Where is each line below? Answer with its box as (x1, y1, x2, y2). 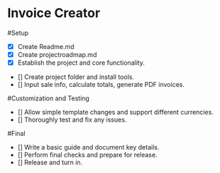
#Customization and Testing (7, 94, 90, 103)
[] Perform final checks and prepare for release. (17, 151, 158, 159)
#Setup (7, 28, 29, 37)
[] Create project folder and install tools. (17, 73, 135, 81)
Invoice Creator (7, 5, 101, 21)
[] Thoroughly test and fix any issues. (17, 115, 127, 124)
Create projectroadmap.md (17, 51, 97, 58)
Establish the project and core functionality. (17, 58, 145, 67)
